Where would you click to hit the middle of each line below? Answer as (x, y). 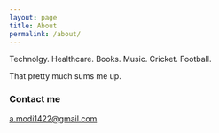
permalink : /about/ (45, 34)
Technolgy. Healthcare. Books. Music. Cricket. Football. (110, 59)
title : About (33, 26)
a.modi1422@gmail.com (53, 118)
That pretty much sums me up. (65, 76)
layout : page (33, 17)
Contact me (35, 99)
